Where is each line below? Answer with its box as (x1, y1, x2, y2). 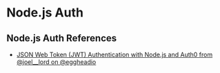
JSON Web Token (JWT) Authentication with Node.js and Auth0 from (16, 50, 213, 59)
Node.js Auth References (6, 32, 117, 44)
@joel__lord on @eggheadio (16, 58, 97, 66)
